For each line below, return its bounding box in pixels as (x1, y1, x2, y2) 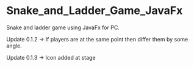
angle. (6, 42, 23, 49)
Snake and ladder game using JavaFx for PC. (6, 24, 120, 31)
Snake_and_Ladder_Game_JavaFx (6, 4, 183, 18)
